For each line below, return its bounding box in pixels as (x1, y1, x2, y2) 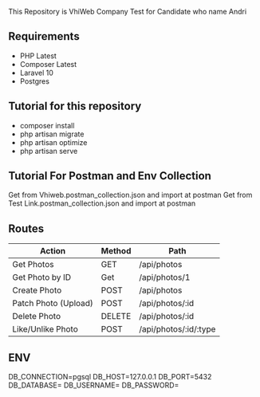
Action (39, 246, 66, 257)
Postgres (19, 76, 50, 86)
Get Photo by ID (12, 272, 72, 283)
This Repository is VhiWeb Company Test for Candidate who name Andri (8, 7, 247, 16)
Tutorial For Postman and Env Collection (8, 169, 211, 183)
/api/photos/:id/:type (139, 324, 216, 335)
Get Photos (12, 259, 54, 270)
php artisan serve (19, 146, 78, 155)
